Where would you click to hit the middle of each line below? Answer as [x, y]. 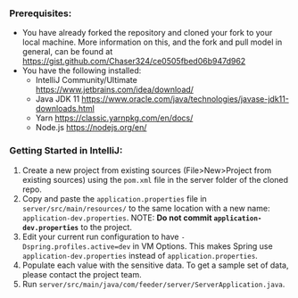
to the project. [106, 227]
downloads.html [65, 109]
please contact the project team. [82, 274]
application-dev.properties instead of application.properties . [140, 255]
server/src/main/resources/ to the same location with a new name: [146, 208]
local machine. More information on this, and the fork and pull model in [152, 42]
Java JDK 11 [58, 99]
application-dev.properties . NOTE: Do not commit [117, 218]
